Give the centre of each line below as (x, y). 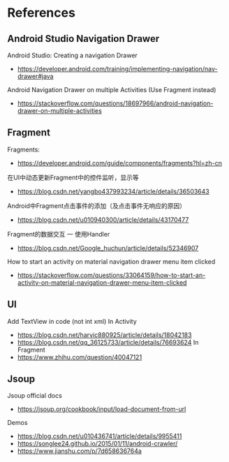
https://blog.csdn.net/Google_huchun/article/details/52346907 (108, 248)
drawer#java (35, 76)
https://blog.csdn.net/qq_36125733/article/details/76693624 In (108, 342)
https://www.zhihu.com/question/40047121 (80, 357)
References (41, 13)
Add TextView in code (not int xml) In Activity (72, 321)
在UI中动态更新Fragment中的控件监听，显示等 (73, 177)
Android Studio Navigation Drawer (83, 39)
